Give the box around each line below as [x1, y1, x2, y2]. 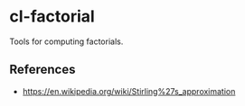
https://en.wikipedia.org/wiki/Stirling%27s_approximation [22, 85, 236, 96]
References [9, 62, 76, 77]
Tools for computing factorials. [9, 36, 124, 47]
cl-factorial [9, 6, 95, 27]
